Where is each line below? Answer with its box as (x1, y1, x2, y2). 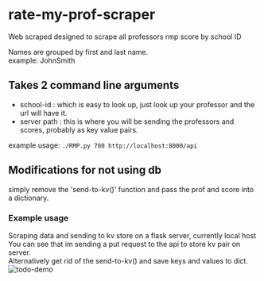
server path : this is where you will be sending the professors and (19, 117, 235, 126)
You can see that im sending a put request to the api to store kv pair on (8, 239, 241, 248)
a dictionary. (8, 193, 49, 202)
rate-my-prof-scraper (8, 6, 156, 24)
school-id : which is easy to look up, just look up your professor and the (19, 99, 255, 109)
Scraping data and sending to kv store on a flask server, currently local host (8, 230, 257, 240)
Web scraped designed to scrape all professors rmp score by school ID (8, 32, 242, 41)
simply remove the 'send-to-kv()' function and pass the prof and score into (8, 184, 254, 194)
